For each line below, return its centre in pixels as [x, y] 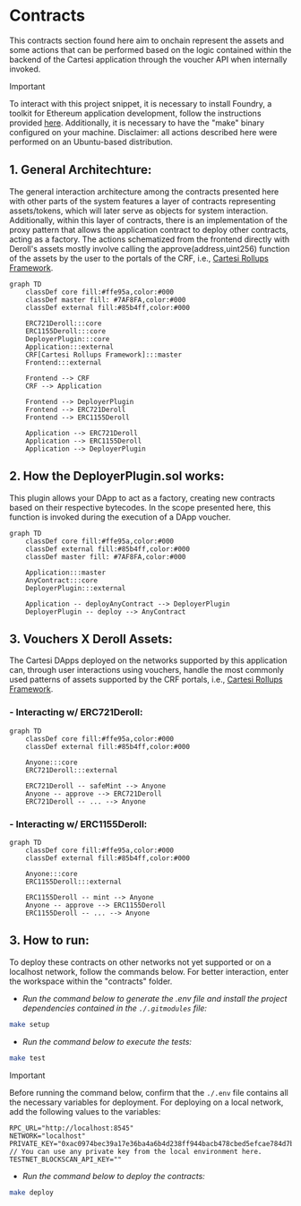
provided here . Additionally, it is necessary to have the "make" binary [137, 123]
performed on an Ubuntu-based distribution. [91, 142]
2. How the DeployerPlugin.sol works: [117, 476]
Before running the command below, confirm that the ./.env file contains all [149, 1092]
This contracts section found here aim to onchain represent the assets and [147, 40]
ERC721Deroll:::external [72, 770]
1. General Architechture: [81, 170]
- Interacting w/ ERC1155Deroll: [78, 823]
